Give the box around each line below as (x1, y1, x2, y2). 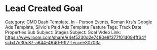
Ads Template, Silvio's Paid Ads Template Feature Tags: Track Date (5, 24, 142, 30)
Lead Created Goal (5, 3, 83, 14)
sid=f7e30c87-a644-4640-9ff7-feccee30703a (5, 39, 101, 45)
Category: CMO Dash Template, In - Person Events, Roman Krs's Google (5, 19, 153, 25)
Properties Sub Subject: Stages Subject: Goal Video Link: (5, 29, 121, 35)
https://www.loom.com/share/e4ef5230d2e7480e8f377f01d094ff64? (5, 34, 147, 40)
